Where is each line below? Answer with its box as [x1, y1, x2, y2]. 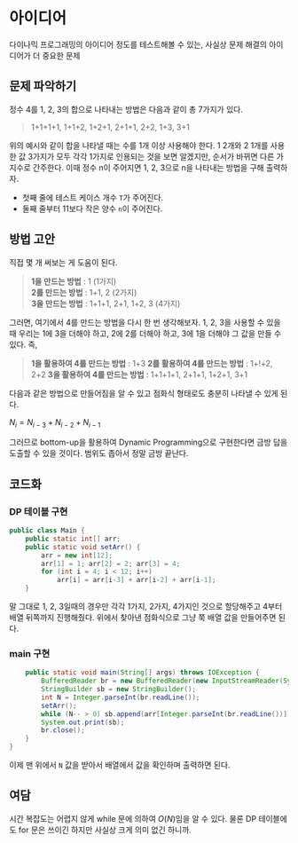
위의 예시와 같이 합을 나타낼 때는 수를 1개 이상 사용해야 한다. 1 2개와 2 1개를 [9, 139, 269, 151]
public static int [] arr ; [25, 534, 122, 543]
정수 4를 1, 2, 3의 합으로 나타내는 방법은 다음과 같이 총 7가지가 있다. [9, 104, 244, 114]
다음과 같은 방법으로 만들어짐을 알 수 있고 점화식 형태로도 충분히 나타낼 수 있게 [9, 388, 279, 398]
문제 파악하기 [9, 79, 77, 94]
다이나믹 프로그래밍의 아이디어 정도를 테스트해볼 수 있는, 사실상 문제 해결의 [9, 39, 268, 50]
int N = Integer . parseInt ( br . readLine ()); [41, 693, 200, 702]
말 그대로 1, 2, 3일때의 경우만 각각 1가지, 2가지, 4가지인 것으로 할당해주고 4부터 [9, 601, 283, 612]
